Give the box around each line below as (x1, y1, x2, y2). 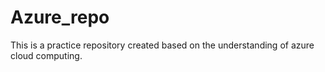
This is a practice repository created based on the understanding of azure (10, 39, 315, 51)
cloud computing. (10, 49, 83, 61)
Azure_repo (10, 6, 110, 29)
